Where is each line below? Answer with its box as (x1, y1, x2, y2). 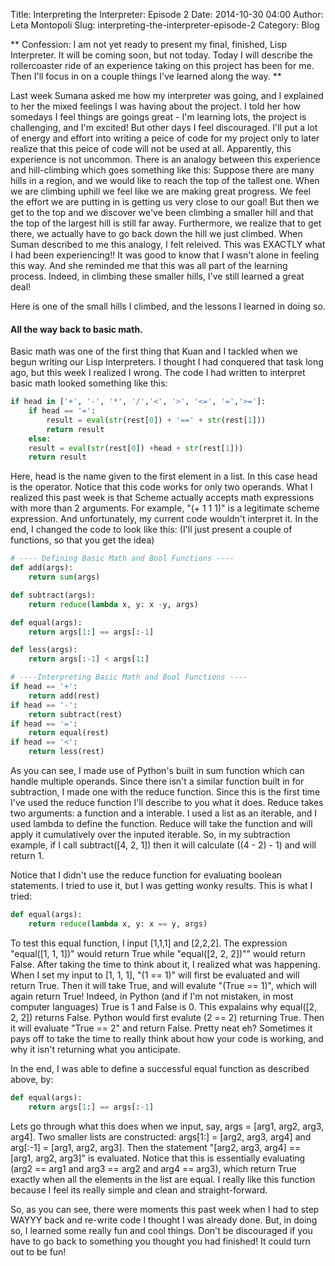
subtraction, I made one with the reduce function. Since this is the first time (10, 786, 321, 798)
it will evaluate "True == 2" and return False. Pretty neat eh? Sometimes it (10, 1022, 313, 1034)
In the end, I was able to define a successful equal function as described (10, 1062, 310, 1074)
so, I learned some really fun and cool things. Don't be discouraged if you (10, 1224, 313, 1236)
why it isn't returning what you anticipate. (10, 1043, 182, 1055)
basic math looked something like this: (10, 377, 168, 389)
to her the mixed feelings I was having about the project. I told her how (10, 100, 302, 112)
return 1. (10, 850, 45, 862)
